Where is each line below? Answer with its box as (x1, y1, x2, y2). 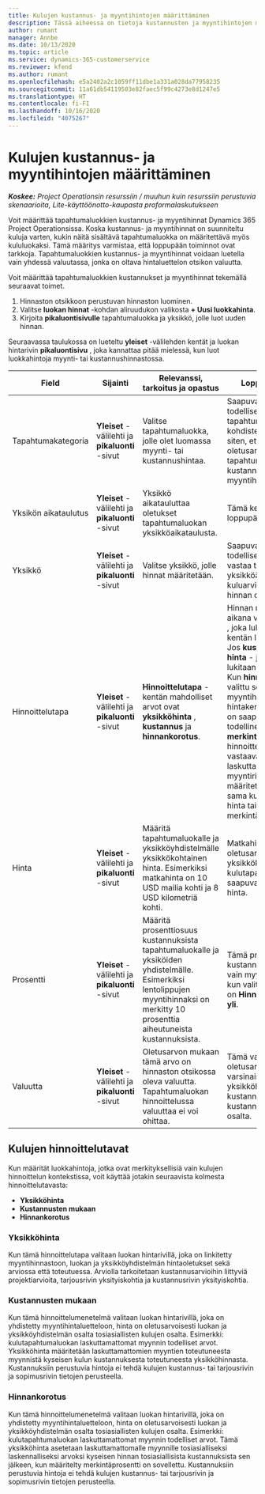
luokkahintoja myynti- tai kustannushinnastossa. (8, 354, 165, 363)
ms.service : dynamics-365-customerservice (8, 56, 150, 64)
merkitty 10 (142, 1004, 186, 1015)
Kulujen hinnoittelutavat (8, 1142, 129, 1155)
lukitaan (226, 661, 256, 672)
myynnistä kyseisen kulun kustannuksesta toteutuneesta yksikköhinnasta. (8, 1355, 248, 1364)
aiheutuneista (142, 1023, 193, 1034)
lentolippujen (142, 984, 191, 995)
